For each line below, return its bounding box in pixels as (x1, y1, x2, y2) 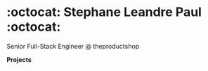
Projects (6, 55, 32, 63)
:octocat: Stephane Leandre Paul (6, 4, 202, 20)
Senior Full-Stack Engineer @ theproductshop (6, 42, 140, 50)
